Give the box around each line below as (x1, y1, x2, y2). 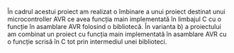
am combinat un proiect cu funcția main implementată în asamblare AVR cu (7, 30, 227, 38)
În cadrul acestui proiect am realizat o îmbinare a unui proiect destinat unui (7, 8, 225, 16)
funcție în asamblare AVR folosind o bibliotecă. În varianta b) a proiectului (7, 23, 221, 30)
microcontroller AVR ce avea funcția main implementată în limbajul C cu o (7, 15, 222, 23)
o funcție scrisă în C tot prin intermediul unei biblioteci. (7, 37, 167, 46)
